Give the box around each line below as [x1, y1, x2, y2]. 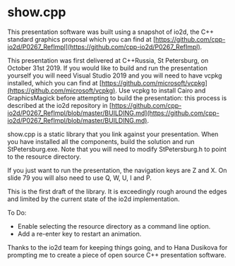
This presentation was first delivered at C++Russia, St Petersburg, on [7, 56, 209, 64]
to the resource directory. [7, 152, 81, 161]
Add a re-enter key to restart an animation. [17, 229, 142, 238]
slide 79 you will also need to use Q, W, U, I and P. [7, 174, 152, 182]
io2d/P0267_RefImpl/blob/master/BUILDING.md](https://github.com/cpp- [7, 109, 220, 117]
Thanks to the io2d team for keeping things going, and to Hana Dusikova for [7, 243, 228, 251]
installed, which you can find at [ [7, 78, 102, 87]
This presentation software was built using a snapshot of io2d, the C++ [7, 28, 214, 36]
